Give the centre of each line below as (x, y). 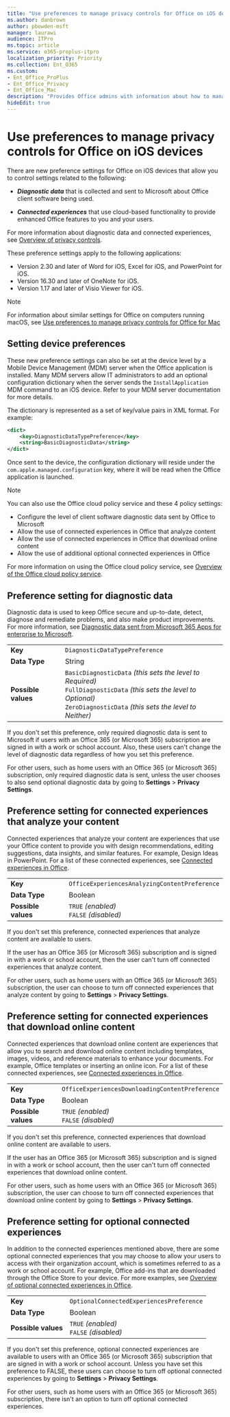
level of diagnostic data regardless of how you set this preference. (101, 754)
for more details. (30, 397)
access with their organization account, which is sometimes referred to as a (114, 1263)
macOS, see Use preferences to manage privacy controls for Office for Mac (114, 322)
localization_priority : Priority (55, 58)
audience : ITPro (30, 39)
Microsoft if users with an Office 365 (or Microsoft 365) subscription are (109, 739)
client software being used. (55, 198)
